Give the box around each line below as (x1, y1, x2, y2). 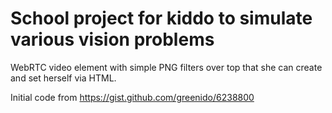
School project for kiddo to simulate (10, 7, 313, 30)
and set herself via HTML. (10, 72, 117, 84)
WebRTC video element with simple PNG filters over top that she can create (10, 61, 323, 73)
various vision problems (10, 28, 215, 51)
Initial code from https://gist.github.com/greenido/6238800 (10, 91, 255, 103)
